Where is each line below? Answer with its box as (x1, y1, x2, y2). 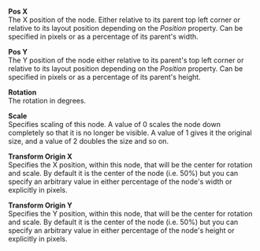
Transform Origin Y (8, 200, 72, 210)
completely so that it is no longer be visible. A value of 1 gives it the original (8, 128, 252, 137)
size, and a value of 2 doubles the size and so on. (8, 137, 169, 145)
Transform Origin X (8, 152, 72, 161)
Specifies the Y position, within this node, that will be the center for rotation (8, 209, 253, 218)
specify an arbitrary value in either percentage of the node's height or (8, 226, 235, 235)
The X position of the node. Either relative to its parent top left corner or (8, 15, 241, 24)
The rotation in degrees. (8, 96, 87, 105)
